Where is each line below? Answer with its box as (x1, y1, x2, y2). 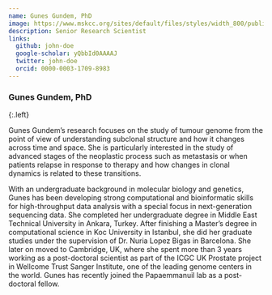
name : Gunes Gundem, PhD (8, 11, 92, 20)
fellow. (37, 279, 60, 289)
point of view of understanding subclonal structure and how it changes (8, 135, 245, 144)
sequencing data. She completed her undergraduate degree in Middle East (8, 210, 257, 220)
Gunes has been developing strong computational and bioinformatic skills (8, 193, 253, 203)
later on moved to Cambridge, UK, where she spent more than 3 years (8, 245, 243, 254)
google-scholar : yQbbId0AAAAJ (15, 49, 117, 58)
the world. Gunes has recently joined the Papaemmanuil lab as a (8, 271, 223, 280)
